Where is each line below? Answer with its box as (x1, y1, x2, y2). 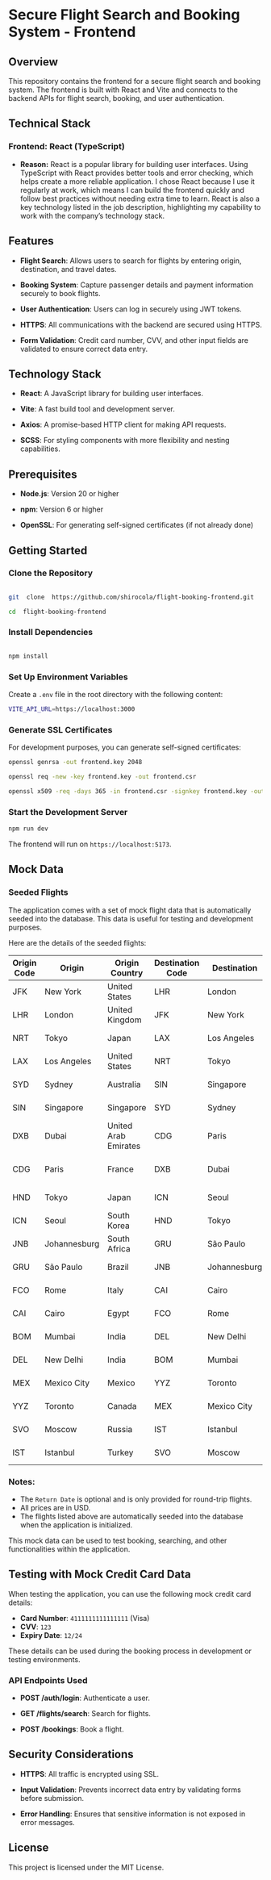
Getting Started (8, 543, 88, 558)
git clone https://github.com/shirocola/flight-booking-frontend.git (8, 593, 254, 601)
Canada (107, 1400, 137, 1411)
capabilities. (19, 444, 60, 453)
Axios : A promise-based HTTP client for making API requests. (19, 420, 227, 429)
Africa (107, 1243, 131, 1254)
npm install (8, 652, 48, 660)
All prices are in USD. (19, 1502, 91, 1512)
